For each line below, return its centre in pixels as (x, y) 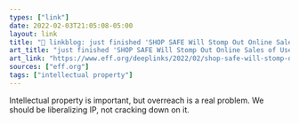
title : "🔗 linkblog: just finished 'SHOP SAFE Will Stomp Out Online (141, 42)
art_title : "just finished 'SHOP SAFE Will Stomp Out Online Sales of (143, 50)
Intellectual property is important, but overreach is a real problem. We (137, 100)
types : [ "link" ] (39, 17)
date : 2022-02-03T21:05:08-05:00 (71, 26)
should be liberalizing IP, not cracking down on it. (99, 109)
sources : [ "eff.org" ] (49, 67)
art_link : (28, 58)
